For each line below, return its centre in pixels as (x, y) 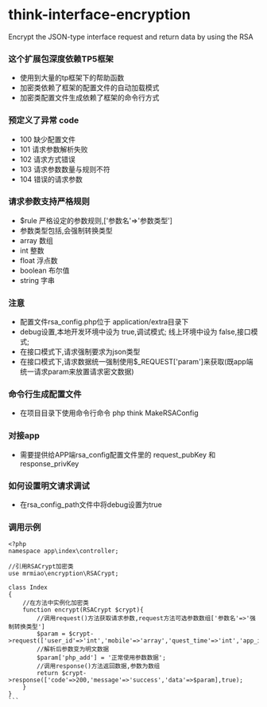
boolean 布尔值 (44, 270)
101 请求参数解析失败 (54, 149)
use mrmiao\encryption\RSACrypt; (64, 574)
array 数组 (36, 240)
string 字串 (37, 280)
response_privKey (49, 463)
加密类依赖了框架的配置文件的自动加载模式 (89, 88)
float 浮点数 (39, 260)
